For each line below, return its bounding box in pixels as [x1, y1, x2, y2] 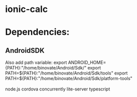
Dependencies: [5, 26, 70, 38]
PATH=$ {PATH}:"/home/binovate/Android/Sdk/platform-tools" [5, 75, 133, 81]
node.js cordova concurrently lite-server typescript [5, 86, 111, 92]
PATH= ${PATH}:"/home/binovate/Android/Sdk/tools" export [5, 70, 128, 76]
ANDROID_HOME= [68, 59, 106, 65]
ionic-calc [5, 3, 48, 15]
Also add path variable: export [5, 59, 67, 65]
